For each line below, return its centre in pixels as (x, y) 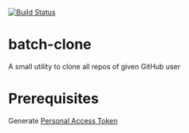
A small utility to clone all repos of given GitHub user (94, 66)
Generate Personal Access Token (63, 120)
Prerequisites (54, 99)
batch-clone (50, 45)
